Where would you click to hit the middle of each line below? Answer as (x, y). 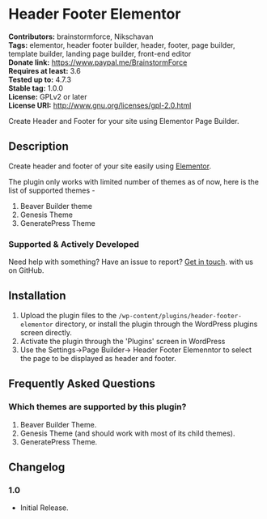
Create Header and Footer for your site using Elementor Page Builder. (124, 121)
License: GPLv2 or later (48, 96)
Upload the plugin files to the (68, 315)
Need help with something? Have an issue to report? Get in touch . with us (131, 262)
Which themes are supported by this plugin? (97, 407)
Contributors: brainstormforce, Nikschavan (81, 36)
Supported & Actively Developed (74, 244)
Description (38, 147)
